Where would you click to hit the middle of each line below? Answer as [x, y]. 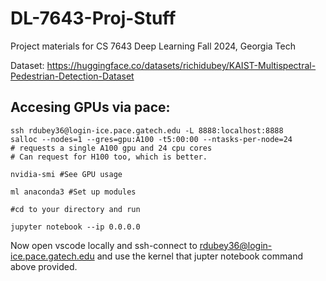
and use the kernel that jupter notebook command [199, 256]
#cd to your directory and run [75, 209]
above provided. [44, 266]
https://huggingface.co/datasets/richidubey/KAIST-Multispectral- [181, 65]
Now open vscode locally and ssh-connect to [104, 245]
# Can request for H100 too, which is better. [109, 157]
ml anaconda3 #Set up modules [73, 192]
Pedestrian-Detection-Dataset [72, 76]
